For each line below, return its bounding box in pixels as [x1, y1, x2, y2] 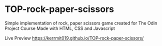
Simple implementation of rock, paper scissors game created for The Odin [4, 20, 157, 26]
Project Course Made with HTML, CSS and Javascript [4, 25, 115, 31]
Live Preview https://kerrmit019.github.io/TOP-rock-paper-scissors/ [4, 35, 144, 41]
